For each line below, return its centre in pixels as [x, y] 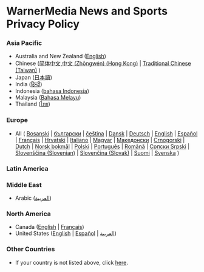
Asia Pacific [24, 43]
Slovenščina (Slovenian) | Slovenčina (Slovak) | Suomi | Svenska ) [97, 152]
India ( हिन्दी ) [29, 84]
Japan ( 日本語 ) [34, 78]
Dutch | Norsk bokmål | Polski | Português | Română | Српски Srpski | [102, 146]
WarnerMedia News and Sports [87, 11]
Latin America [27, 168]
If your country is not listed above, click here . [72, 262]
